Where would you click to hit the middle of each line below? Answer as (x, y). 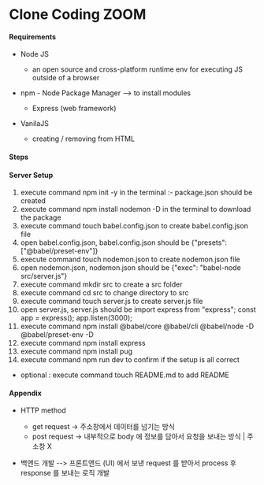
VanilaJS (35, 124)
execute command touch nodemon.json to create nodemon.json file (130, 259)
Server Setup (31, 175)
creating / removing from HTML (83, 139)
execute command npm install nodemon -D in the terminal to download (136, 209)
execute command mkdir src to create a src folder (101, 284)
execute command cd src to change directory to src (104, 293)
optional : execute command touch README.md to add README (125, 375)
